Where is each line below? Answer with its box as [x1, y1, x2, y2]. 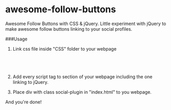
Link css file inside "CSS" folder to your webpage [12, 46, 117, 52]
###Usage [5, 36, 28, 42]
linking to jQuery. [12, 79, 48, 85]
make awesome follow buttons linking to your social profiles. [5, 26, 133, 32]
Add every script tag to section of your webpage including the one [12, 73, 153, 80]
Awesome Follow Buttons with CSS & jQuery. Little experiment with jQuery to [5, 20, 166, 27]
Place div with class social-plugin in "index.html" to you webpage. [12, 89, 152, 95]
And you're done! [5, 99, 42, 105]
